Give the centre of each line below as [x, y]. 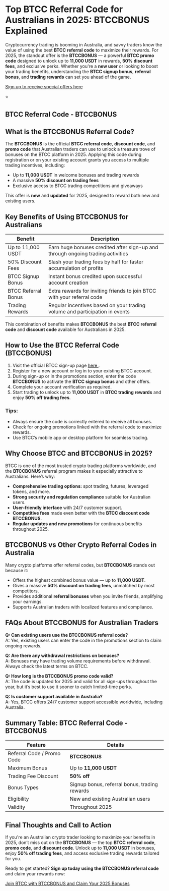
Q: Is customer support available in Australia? [54, 696]
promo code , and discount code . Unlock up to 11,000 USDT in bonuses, [80, 848]
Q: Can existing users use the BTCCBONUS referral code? [67, 635]
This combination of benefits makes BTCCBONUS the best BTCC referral [81, 324]
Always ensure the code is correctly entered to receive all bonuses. [82, 422]
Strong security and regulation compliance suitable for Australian [81, 497]
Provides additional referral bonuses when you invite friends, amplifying [88, 596]
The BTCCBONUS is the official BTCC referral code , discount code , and [80, 144]
